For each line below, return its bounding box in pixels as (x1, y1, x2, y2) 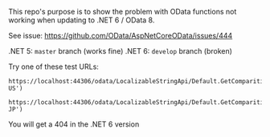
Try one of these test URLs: (8, 62, 99, 71)
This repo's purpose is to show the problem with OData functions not (8, 7, 237, 16)
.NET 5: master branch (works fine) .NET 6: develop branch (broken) (8, 46, 233, 55)
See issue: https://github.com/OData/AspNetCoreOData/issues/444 (8, 31, 233, 40)
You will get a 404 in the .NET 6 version (8, 119, 140, 129)
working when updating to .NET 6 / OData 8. (8, 15, 155, 25)
